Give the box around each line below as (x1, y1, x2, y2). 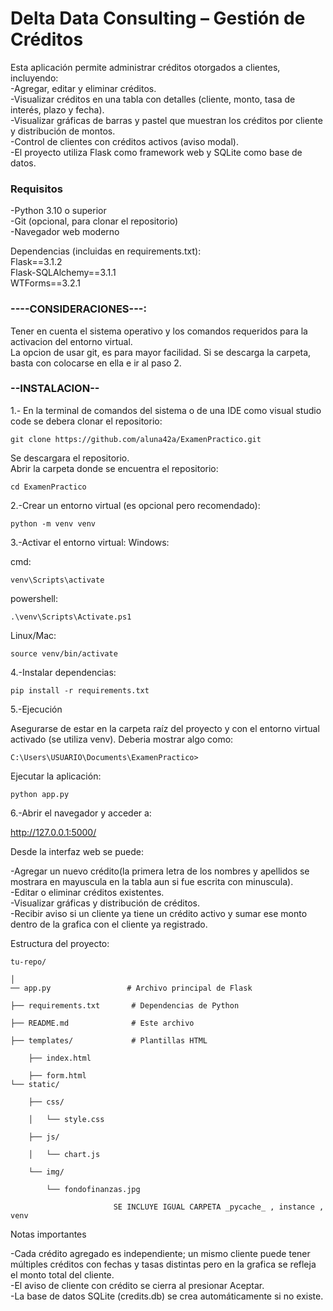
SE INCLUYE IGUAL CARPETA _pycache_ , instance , (113, 1202, 325, 1212)
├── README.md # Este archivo (10, 1018, 195, 1028)
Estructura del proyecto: (10, 937, 110, 949)
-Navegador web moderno (10, 226, 120, 238)
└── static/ (10, 1079, 60, 1089)
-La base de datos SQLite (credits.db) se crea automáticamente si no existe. (10, 1290, 324, 1302)
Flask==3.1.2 (10, 256, 63, 268)
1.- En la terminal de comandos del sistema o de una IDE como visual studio (10, 404, 322, 416)
